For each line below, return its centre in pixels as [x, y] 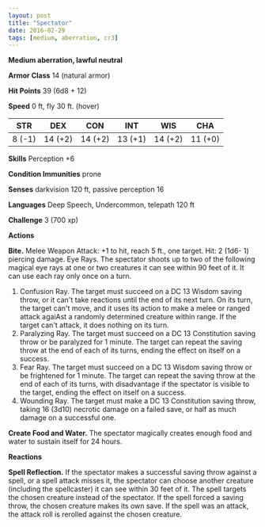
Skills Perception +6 [42, 158]
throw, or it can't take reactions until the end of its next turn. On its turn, [136, 300]
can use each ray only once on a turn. [70, 276]
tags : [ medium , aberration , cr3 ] [63, 38]
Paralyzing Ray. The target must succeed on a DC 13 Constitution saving [137, 334]
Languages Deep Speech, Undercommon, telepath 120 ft [102, 205]
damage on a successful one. [68, 418]
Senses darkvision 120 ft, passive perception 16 [86, 189]
